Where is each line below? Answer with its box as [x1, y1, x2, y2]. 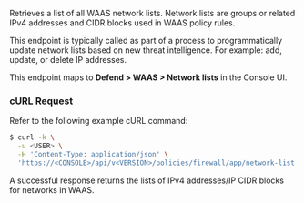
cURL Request [9, 95, 74, 107]
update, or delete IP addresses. [9, 55, 127, 65]
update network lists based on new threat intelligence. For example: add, [9, 45, 282, 56]
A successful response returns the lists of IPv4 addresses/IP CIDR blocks [9, 175, 285, 186]
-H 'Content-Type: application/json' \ [17, 150, 169, 159]
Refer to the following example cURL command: [9, 116, 188, 127]
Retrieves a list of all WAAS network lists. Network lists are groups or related [9, 8, 296, 18]
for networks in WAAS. [9, 184, 95, 195]
